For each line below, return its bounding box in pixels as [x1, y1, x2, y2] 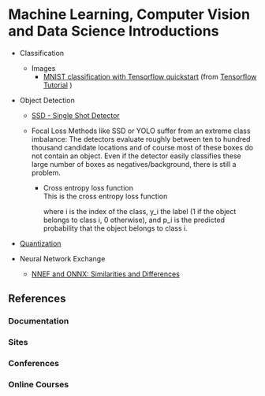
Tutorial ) [43, 80, 73, 90]
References [8, 292, 66, 305]
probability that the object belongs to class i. [43, 223, 188, 233]
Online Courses [8, 379, 69, 390]
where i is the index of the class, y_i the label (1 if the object [43, 206, 237, 216]
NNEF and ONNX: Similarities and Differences [31, 269, 180, 279]
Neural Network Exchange [19, 254, 106, 263]
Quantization [19, 239, 62, 248]
